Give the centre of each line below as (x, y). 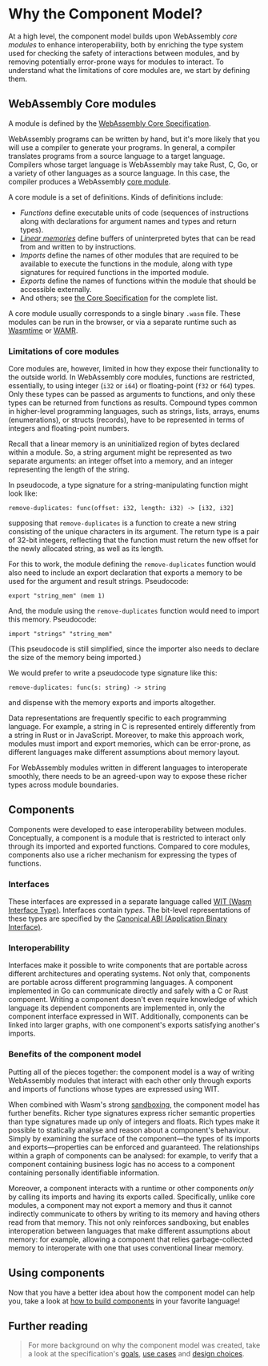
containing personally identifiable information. (84, 1173)
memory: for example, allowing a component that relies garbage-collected (131, 1239)
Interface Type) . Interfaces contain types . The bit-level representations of (130, 910)
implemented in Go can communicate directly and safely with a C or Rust (128, 991)
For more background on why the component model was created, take (144, 1345)
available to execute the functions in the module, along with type (126, 263)
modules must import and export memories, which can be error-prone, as (130, 744)
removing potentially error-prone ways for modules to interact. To (116, 62)
